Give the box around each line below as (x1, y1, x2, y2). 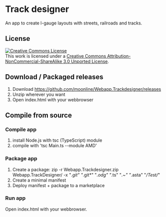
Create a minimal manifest (12, 177, 66, 183)
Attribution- (107, 53, 131, 59)
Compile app (5, 126, 36, 133)
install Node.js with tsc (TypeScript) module (12, 137, 102, 143)
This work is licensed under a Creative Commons (5, 53, 106, 59)
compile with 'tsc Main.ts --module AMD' (12, 143, 97, 149)
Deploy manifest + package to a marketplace (12, 182, 105, 188)
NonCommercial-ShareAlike (5, 58, 62, 64)
